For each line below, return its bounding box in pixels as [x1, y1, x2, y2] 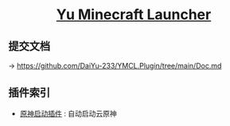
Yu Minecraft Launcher [56, 6, 212, 24]
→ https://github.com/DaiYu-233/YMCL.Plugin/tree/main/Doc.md [8, 61, 222, 70]
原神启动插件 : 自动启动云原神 [19, 108, 117, 118]
